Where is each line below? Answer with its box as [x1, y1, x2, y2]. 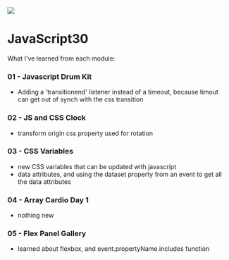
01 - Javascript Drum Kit [7, 71, 92, 81]
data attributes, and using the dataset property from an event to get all [17, 170, 222, 178]
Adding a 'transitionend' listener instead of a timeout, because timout [17, 88, 218, 97]
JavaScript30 [7, 31, 89, 47]
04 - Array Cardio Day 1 [7, 194, 89, 204]
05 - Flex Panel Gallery [7, 229, 87, 239]
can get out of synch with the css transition [17, 95, 144, 104]
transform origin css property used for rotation [17, 129, 154, 137]
